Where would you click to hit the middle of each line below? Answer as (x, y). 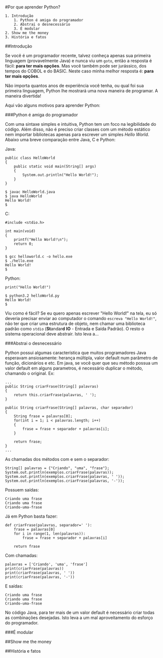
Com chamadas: (21, 555)
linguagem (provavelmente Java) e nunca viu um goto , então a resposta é (78, 61)
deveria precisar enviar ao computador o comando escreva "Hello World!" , (81, 318)
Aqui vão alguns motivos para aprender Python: (53, 105)
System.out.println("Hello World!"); (60, 175)
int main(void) (20, 231)
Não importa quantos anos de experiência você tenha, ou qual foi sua (74, 85)
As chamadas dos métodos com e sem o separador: (57, 459)
